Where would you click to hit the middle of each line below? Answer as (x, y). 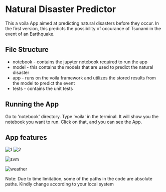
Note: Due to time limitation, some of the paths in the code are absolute (79, 179)
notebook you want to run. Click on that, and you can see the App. (74, 122)
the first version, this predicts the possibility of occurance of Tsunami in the (83, 28)
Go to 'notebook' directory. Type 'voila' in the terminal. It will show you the (82, 116)
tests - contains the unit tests (43, 88)
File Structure (27, 50)
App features (26, 137)
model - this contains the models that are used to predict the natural (83, 67)
